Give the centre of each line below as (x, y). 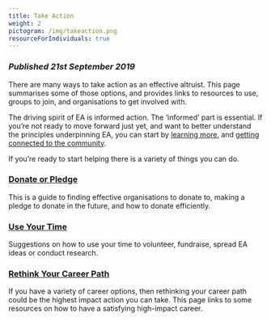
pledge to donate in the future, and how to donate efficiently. (110, 205)
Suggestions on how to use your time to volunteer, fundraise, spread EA (128, 244)
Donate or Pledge (43, 180)
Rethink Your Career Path (59, 274)
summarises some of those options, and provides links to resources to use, (133, 93)
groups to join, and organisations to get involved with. (98, 101)
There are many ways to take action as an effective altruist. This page (125, 84)
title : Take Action (41, 16)
